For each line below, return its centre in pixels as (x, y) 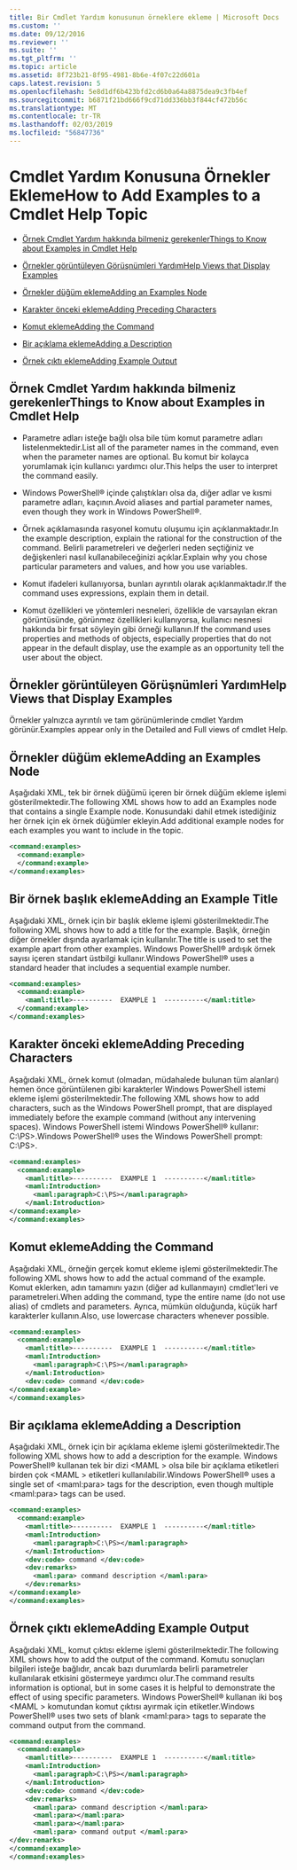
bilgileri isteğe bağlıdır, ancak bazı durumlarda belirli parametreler (129, 1669)
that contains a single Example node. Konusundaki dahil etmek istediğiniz (143, 811)
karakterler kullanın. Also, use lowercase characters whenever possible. (139, 1315)
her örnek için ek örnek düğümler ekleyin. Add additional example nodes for (147, 821)
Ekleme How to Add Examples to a (135, 196)
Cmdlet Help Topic (78, 215)
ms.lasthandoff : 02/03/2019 (61, 125)
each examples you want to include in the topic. (96, 831)
